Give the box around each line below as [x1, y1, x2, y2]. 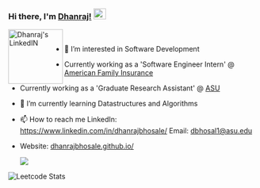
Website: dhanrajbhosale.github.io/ [19, 141, 135, 151]
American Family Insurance [64, 68, 154, 78]
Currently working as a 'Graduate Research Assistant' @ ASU [19, 83, 220, 93]
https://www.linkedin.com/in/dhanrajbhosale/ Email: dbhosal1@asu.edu [19, 126, 253, 136]
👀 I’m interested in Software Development [64, 44, 200, 54]
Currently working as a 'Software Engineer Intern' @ [64, 59, 235, 69]
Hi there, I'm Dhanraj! [8, 10, 92, 21]
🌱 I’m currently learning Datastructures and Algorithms [19, 99, 198, 109]
